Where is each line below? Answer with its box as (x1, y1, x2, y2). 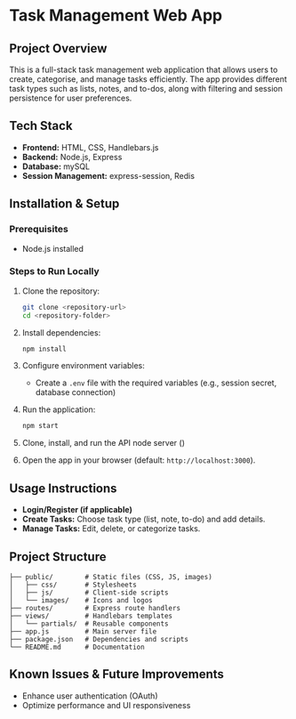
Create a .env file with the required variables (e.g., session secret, (35, 377, 277, 388)
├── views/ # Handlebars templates (9, 611, 173, 620)
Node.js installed (21, 243, 84, 254)
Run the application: (21, 404, 96, 415)
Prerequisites (9, 223, 68, 236)
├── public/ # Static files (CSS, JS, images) (9, 572, 213, 581)
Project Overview (9, 41, 108, 56)
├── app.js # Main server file (9, 626, 157, 636)
